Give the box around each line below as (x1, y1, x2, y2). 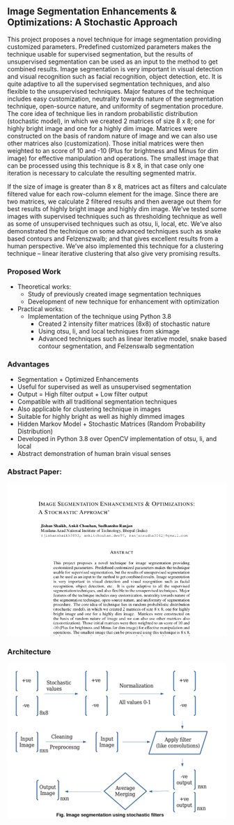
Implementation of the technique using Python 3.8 (27, 313, 172, 321)
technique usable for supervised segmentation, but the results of (7, 50, 194, 58)
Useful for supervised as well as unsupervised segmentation (17, 382, 192, 391)
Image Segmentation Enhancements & (7, 6, 177, 17)
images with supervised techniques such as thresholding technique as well (7, 212, 223, 220)
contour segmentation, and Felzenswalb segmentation (38, 342, 194, 350)
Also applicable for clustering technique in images (17, 405, 162, 413)
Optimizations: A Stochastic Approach (7, 17, 178, 29)
